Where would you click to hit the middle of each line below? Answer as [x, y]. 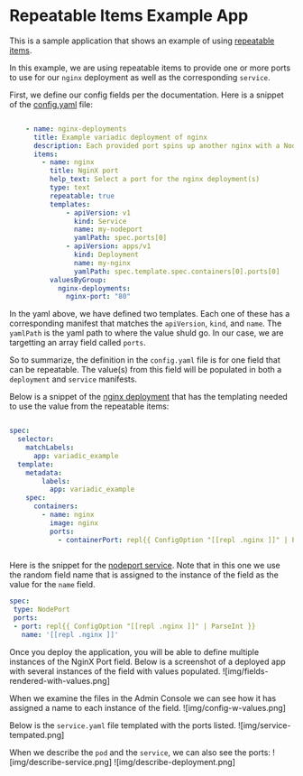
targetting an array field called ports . [78, 343]
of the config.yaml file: [51, 104]
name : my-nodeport [108, 230]
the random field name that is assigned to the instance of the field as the [144, 575]
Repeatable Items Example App [129, 16]
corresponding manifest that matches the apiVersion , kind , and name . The [146, 323]
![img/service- [264, 725]
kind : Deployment [106, 255]
